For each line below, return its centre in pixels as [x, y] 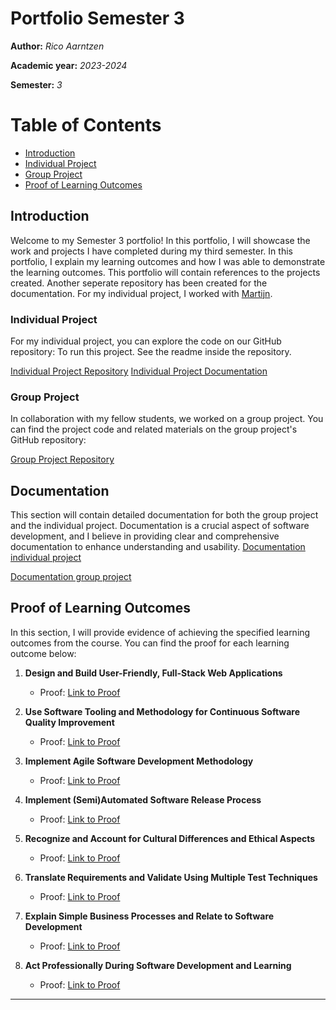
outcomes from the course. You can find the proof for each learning [150, 643]
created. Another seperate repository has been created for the [139, 283]
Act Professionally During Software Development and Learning [158, 965]
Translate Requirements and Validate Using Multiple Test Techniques [171, 877]
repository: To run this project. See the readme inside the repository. [151, 351]
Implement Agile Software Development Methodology [139, 761]
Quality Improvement [69, 722]
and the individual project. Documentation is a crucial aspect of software [160, 526]
